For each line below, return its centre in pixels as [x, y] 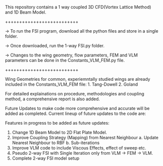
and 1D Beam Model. [26, 12]
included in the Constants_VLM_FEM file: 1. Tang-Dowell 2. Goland [72, 84]
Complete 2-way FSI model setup [45, 158]
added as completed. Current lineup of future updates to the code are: [75, 113]
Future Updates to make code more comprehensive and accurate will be [77, 108]
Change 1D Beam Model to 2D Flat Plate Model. [59, 132]
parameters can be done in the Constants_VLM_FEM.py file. [65, 60]
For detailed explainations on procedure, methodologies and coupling [75, 94]
